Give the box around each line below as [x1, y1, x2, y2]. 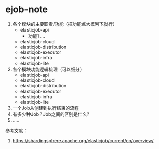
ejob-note [5, 4, 48, 15]
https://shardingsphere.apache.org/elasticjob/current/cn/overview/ [12, 137, 154, 143]
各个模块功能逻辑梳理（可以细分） [12, 66, 85, 72]
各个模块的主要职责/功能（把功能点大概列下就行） [12, 21, 117, 27]
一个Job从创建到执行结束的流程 [12, 105, 79, 111]
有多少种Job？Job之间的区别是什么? [12, 111, 89, 117]
